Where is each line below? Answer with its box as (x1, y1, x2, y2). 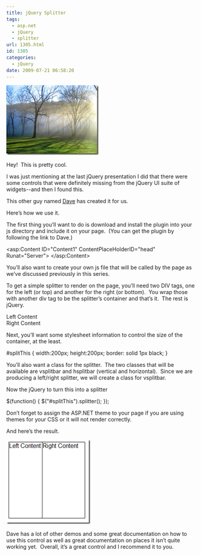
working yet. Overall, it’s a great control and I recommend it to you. (6, 543, 174, 550)
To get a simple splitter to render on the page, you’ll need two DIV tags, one (6, 282, 195, 289)
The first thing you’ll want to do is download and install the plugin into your (6, 221, 193, 228)
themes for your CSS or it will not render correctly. (6, 415, 132, 423)
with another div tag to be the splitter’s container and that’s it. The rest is (6, 295, 189, 302)
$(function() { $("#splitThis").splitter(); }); (6, 397, 110, 404)
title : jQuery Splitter (6, 10, 67, 16)
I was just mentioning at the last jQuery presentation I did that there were (6, 173, 188, 180)
